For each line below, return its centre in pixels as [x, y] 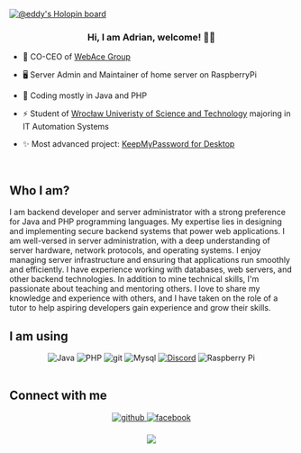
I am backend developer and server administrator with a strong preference [148, 213]
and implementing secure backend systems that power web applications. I [147, 231]
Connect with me [59, 396]
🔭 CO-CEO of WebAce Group [76, 57]
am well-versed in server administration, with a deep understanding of [140, 241]
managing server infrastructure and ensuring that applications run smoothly [150, 260]
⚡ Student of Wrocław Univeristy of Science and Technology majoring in [156, 113]
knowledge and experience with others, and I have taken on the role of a [144, 298]
